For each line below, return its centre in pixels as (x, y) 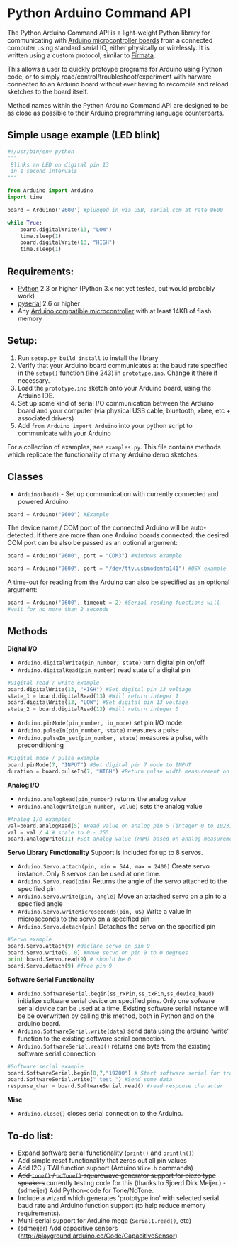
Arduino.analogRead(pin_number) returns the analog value (102, 798)
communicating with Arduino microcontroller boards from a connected (110, 40)
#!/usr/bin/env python (41, 151)
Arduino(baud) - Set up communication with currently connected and (118, 493)
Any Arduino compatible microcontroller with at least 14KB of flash (114, 311)
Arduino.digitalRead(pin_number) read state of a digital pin (104, 670)
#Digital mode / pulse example (53, 759)
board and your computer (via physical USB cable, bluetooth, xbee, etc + (124, 410)
